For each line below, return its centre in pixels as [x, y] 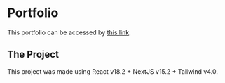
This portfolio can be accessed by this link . [69, 32]
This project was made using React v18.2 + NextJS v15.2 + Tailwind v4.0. [113, 71]
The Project [33, 55]
